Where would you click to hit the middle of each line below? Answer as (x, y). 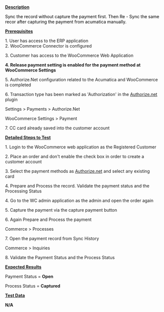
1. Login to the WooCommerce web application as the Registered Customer (81, 147)
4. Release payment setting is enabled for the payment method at (73, 65)
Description (17, 7)
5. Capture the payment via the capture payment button (61, 210)
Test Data (15, 295)
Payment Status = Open (29, 276)
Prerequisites (19, 31)
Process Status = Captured (33, 286)
